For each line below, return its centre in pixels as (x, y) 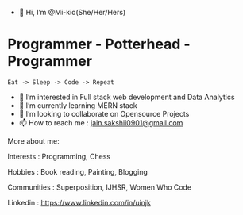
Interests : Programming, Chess (59, 156)
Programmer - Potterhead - (99, 44)
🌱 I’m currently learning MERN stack (78, 105)
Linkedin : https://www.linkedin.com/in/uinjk (79, 202)
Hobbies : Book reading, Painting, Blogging (77, 171)
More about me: (34, 141)
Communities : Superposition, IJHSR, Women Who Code (100, 187)
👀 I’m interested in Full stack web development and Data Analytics (127, 97)
